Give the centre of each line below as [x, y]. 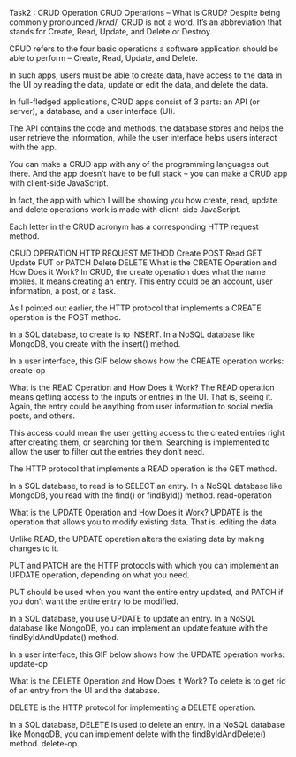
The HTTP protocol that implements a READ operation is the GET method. [143, 469]
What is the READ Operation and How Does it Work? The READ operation [142, 387]
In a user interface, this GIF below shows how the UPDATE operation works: [147, 654]
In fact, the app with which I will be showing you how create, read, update [144, 200]
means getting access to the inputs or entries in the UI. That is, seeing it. [141, 397]
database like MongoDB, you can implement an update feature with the [138, 628]
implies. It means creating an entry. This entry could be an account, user [141, 281]
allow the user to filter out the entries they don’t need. [107, 451]
